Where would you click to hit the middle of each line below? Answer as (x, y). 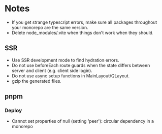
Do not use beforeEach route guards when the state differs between (81, 65)
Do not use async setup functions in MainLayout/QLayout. (71, 76)
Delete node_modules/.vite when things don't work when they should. (82, 33)
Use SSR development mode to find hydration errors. (65, 60)
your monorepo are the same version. (50, 27)
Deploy (13, 110)
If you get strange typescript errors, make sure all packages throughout (84, 22)
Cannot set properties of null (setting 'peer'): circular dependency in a (83, 121)
